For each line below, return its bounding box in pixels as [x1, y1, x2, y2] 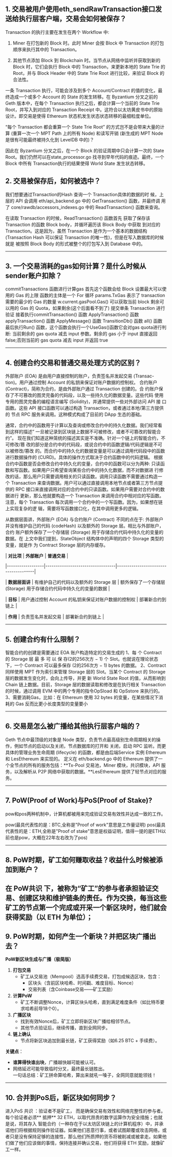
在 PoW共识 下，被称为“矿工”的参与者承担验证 [5, 884, 152, 893]
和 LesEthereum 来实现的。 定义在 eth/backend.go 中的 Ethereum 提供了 [5, 755, 159, 762]
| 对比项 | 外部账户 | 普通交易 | [5, 553, 69, 559]
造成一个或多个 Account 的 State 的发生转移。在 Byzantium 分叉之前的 [9, 94, 158, 100]
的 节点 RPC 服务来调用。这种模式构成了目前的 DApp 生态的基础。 [5, 411, 145, 417]
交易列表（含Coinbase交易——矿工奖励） [28, 986, 116, 993]
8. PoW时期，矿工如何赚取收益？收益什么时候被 [5, 856, 156, 865]
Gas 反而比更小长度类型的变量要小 [15, 701, 88, 707]
